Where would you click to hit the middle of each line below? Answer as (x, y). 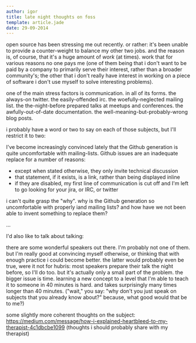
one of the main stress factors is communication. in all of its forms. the (91, 93)
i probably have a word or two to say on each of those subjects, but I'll (91, 130)
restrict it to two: (26, 136)
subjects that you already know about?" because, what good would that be (97, 297)
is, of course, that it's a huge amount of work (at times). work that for (89, 57)
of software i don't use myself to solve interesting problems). (80, 82)
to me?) (15, 304)
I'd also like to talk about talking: (45, 236)
